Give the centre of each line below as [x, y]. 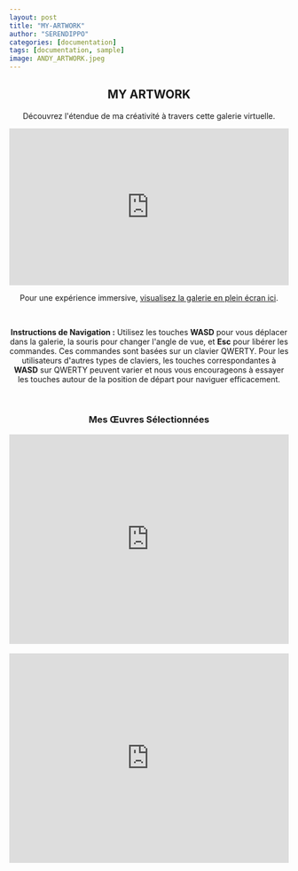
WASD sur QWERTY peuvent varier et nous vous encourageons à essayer [149, 370]
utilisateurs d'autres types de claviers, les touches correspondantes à [149, 361]
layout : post [33, 17]
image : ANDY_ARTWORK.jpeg [57, 59]
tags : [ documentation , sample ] [67, 51]
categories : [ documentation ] [63, 42]
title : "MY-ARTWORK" [47, 26]
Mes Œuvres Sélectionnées [149, 420]
